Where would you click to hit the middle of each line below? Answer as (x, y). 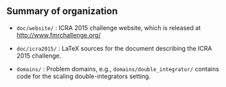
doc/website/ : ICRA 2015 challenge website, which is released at (109, 27)
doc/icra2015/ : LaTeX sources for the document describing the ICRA (114, 48)
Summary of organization (62, 11)
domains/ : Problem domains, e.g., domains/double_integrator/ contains (117, 69)
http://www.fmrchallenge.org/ (58, 35)
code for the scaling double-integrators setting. (83, 76)
